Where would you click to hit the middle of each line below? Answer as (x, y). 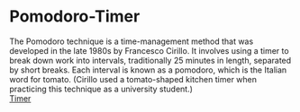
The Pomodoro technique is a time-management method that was (132, 41)
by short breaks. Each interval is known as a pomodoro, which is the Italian (148, 70)
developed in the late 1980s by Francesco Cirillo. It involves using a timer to (150, 50)
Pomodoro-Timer (75, 17)
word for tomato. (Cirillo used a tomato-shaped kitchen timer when (133, 79)
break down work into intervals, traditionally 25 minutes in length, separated (150, 60)
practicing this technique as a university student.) (101, 89)
